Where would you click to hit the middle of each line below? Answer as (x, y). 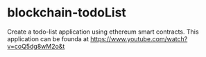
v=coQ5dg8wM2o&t (36, 46)
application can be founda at (48, 38)
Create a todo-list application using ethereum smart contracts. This (103, 32)
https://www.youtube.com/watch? (139, 38)
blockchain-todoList (67, 13)
